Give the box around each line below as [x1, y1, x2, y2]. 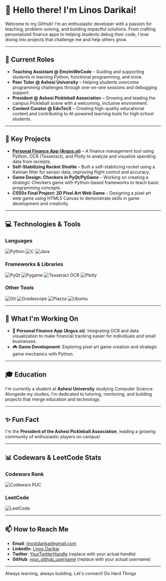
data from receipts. [12, 158, 51, 165]
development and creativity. [12, 200, 69, 207]
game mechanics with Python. [12, 351, 74, 357]
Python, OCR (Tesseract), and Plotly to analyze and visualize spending [12, 153, 156, 159]
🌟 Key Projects [5, 135, 51, 143]
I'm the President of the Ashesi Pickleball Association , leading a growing [5, 428, 156, 434]
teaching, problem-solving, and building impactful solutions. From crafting [5, 26, 156, 32]
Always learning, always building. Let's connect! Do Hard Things [5, 571, 136, 577]
